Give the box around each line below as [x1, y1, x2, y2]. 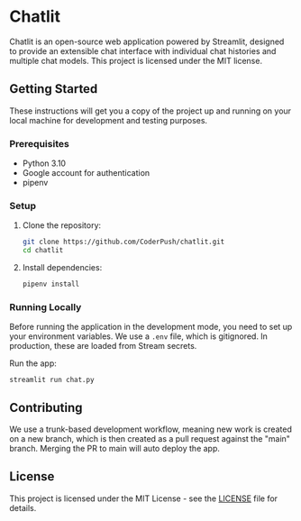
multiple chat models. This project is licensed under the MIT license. [9, 55, 263, 66]
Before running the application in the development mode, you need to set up [9, 322, 293, 333]
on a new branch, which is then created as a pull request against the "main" [9, 434, 291, 444]
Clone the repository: [22, 220, 102, 231]
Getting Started [9, 81, 98, 96]
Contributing [9, 399, 83, 416]
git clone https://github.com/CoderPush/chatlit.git [22, 237, 225, 247]
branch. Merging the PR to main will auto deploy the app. [9, 443, 221, 454]
